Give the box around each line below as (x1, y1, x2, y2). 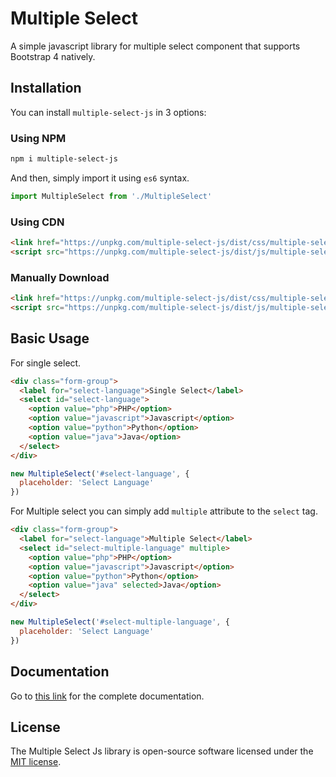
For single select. (10, 357, 82, 369)
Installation (10, 80, 82, 97)
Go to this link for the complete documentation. (10, 690, 205, 702)
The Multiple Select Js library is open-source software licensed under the (10, 745, 314, 757)
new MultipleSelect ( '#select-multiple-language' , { (10, 617, 230, 627)
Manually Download (10, 270, 110, 284)
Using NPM (10, 131, 67, 145)
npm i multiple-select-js (10, 154, 118, 164)
